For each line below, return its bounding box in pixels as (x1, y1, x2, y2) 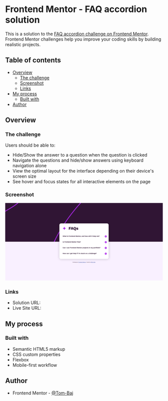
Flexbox (12, 356, 29, 362)
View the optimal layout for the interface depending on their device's (12, 168, 154, 174)
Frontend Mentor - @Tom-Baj (12, 390, 73, 396)
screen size (12, 173, 36, 179)
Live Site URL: (12, 305, 41, 311)
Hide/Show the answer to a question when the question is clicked (12, 152, 147, 158)
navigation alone (12, 163, 47, 169)
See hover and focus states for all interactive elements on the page (12, 179, 151, 185)
